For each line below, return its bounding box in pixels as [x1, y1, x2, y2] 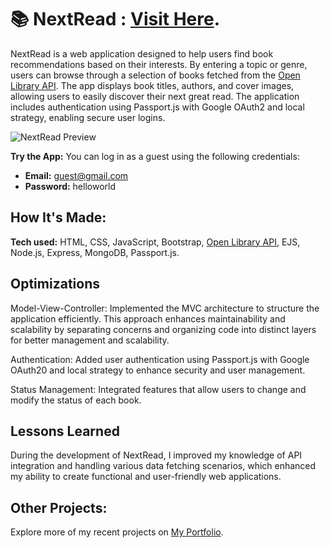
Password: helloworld [24, 180, 117, 192]
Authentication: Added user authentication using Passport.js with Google [10, 353, 310, 365]
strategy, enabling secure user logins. [10, 111, 166, 123]
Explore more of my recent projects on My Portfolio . [10, 526, 224, 538]
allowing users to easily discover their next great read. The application [10, 90, 300, 102]
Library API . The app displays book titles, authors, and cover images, [10, 79, 295, 91]
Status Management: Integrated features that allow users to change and [10, 383, 307, 395]
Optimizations [10, 276, 100, 293]
